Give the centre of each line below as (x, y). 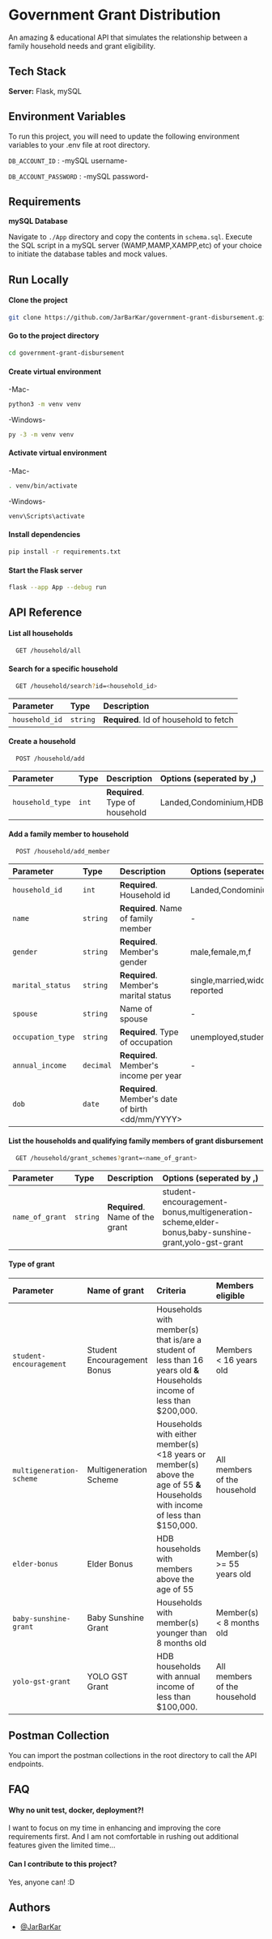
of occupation (147, 1042)
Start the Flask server (46, 570)
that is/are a (179, 1339)
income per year (151, 1075)
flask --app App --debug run (57, 587)
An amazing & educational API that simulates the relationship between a (128, 37)
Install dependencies (45, 535)
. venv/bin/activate (43, 486)
